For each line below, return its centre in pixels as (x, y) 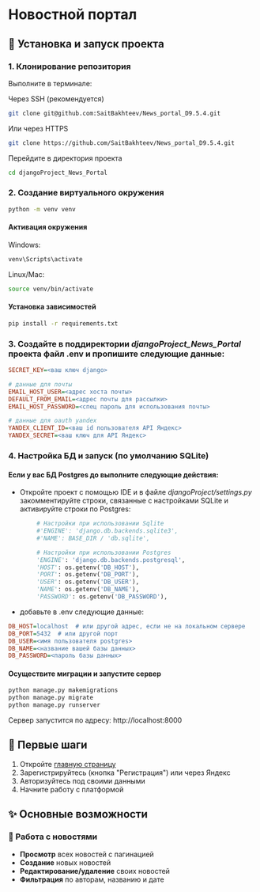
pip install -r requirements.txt (63, 323)
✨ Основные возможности (78, 814)
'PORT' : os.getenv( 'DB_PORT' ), (88, 575)
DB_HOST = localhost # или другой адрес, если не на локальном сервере (127, 626)
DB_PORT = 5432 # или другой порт (63, 634)
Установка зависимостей (52, 307)
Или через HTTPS (38, 128)
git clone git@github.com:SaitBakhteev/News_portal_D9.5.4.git (115, 113)
